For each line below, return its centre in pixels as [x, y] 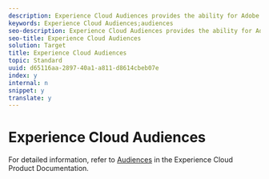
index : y [23, 75]
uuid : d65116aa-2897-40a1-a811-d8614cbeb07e [84, 68]
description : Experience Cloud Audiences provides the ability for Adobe [134, 16]
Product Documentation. [49, 169]
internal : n [28, 83]
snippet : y [26, 90]
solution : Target [37, 46]
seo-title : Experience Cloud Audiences [75, 38]
